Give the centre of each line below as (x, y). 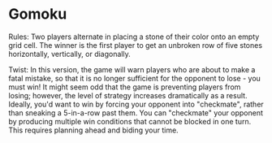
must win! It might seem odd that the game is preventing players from (125, 87)
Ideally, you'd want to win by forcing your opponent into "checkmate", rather (136, 104)
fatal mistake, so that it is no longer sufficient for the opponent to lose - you (135, 78)
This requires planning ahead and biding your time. (93, 130)
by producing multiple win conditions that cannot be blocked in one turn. (130, 121)
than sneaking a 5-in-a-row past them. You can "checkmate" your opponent (136, 113)
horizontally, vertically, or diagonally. (70, 54)
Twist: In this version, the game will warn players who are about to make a (132, 69)
